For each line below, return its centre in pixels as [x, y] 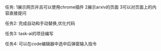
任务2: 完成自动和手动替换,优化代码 [40, 23]
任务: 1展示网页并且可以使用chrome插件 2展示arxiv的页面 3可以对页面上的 [79, 7]
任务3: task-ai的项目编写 [29, 33]
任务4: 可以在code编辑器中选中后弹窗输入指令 [51, 44]
